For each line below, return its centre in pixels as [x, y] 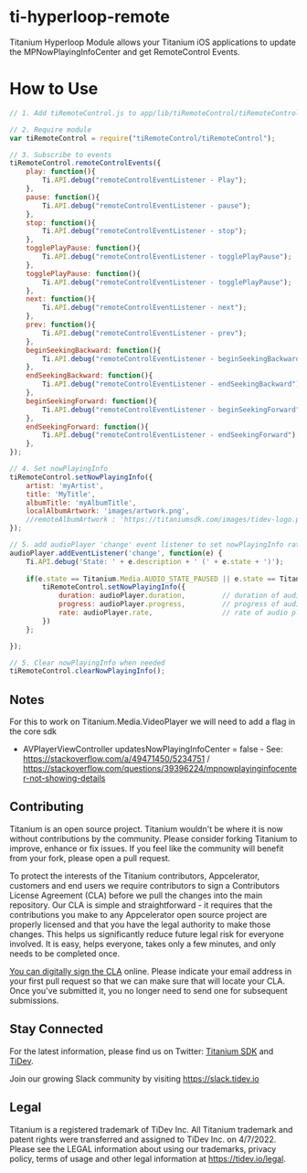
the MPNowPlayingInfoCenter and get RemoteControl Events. [125, 51]
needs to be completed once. [65, 954]
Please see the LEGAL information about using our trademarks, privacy [143, 1148]
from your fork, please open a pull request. [90, 858]
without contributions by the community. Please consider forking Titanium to [153, 838]
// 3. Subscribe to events [61, 155]
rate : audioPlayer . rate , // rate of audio [173, 613]
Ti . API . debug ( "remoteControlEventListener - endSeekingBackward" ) [171, 384]
